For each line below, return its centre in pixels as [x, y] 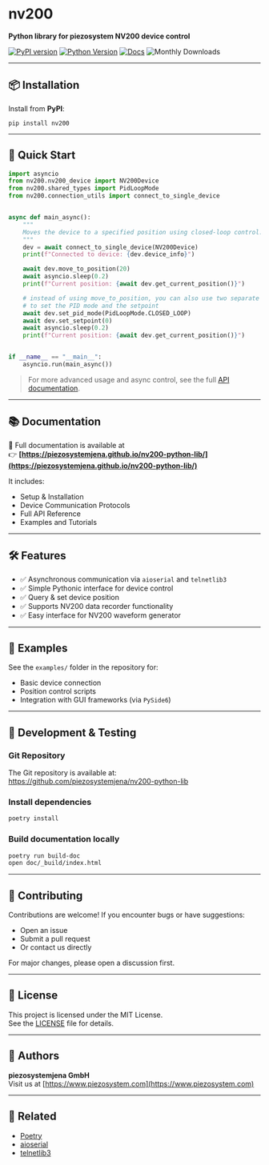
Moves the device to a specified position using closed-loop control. [143, 232]
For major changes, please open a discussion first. [91, 963]
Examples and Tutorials [58, 522]
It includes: [26, 481]
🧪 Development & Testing [72, 733]
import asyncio [34, 174]
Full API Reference [50, 514]
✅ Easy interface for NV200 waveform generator [100, 615]
